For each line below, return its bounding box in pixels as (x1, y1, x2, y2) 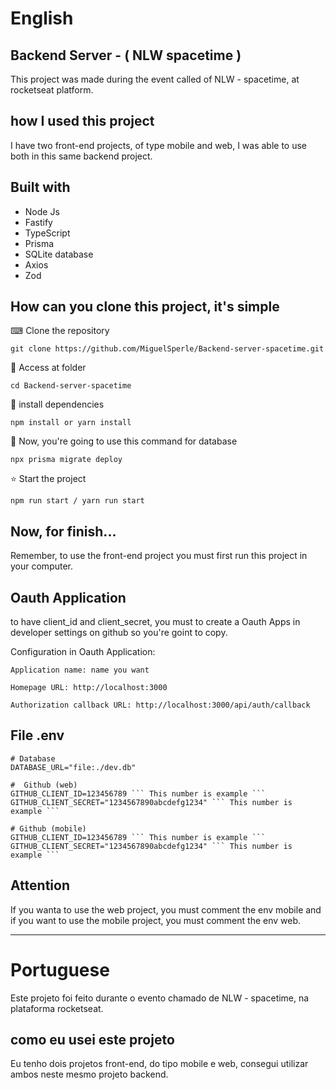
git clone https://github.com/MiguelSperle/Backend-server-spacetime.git (10, 344, 325, 354)
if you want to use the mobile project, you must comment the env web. (10, 914, 302, 926)
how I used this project (10, 113, 155, 130)
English (10, 7, 74, 30)
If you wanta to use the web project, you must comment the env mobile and (10, 903, 322, 916)
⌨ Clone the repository (10, 325, 110, 337)
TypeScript (24, 227, 71, 239)
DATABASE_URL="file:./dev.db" (10, 762, 137, 772)
